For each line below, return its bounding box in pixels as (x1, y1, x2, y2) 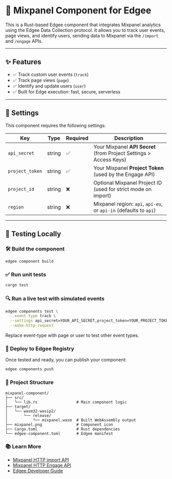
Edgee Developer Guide (12, 467, 63, 474)
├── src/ (5, 395, 24, 400)
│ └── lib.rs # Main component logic (5, 399, 127, 405)
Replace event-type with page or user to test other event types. (5, 332, 139, 338)
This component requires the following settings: (5, 122, 106, 128)
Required (66, 135, 89, 142)
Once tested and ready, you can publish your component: (5, 357, 127, 363)
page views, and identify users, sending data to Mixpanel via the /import (5, 32, 159, 39)
